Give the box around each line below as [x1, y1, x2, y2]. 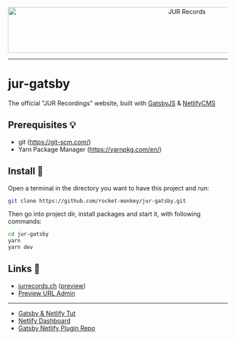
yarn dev [8, 244, 33, 251]
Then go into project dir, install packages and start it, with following [8, 210, 201, 218]
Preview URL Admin [17, 289, 75, 297]
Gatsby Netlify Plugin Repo [17, 324, 96, 332]
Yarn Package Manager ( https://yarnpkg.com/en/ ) [17, 145, 162, 153]
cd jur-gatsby [8, 231, 50, 238]
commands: [8, 217, 43, 226]
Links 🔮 [8, 263, 40, 275]
